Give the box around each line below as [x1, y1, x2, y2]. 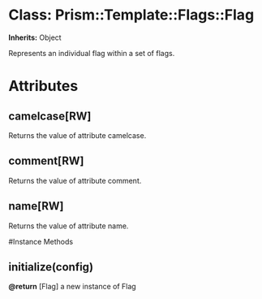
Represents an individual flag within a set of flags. [8, 48, 175, 58]
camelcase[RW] [8, 109, 92, 123]
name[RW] [8, 199, 64, 213]
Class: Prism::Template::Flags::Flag [8, 6, 255, 24]
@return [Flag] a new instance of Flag [8, 282, 136, 292]
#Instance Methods [8, 236, 74, 246]
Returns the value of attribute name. [8, 221, 129, 231]
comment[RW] [8, 154, 84, 168]
